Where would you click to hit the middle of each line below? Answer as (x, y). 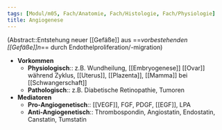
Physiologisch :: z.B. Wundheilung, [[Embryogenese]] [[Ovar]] (116, 68)
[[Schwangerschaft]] (57, 82)
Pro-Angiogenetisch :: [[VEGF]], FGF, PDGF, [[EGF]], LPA (109, 104)
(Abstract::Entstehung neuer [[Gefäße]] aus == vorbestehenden (97, 39)
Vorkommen (35, 60)
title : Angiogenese (35, 20)
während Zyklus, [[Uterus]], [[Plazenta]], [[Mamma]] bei (108, 75)
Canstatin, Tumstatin (57, 119)
